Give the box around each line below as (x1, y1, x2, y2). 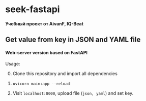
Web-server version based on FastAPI (5, 49, 88, 55)
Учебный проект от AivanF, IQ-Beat (5, 20, 84, 26)
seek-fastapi (5, 4, 60, 15)
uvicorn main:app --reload (12, 81, 70, 87)
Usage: (5, 61, 20, 67)
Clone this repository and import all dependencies (12, 71, 118, 77)
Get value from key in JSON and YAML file (5, 36, 141, 44)
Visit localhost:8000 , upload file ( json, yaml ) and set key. (12, 90, 134, 96)
